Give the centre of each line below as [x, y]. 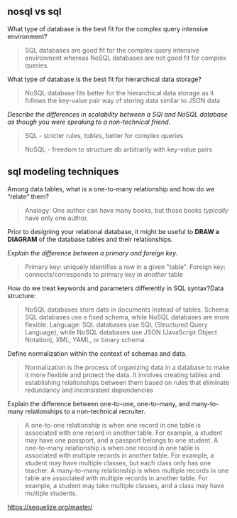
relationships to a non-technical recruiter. [85, 411]
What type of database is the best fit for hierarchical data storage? [105, 79]
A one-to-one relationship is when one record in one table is [112, 425]
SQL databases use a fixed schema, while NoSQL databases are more [127, 317]
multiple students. [51, 493]
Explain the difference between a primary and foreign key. [93, 253]
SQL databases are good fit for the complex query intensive [112, 50]
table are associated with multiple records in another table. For [116, 478]
